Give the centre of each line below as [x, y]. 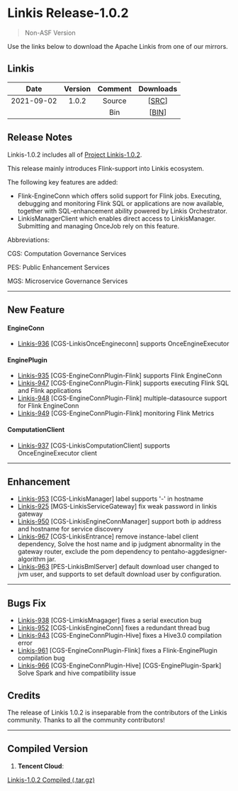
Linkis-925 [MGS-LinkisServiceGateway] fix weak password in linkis [117, 507]
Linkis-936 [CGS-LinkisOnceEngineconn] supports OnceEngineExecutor [123, 344]
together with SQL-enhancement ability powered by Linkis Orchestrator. [123, 211]
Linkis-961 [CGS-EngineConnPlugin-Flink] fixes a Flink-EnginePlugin [118, 651]
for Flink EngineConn [48, 406]
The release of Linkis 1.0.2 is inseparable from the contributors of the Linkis [117, 712]
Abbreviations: [28, 240]
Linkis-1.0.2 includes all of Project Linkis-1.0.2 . [75, 155]
